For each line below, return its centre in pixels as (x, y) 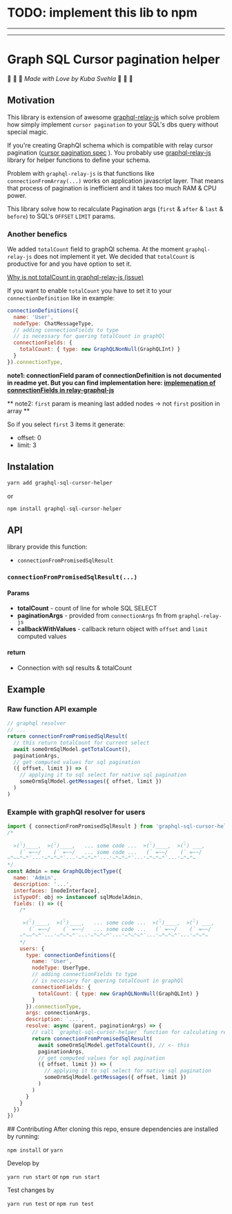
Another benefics (37, 234)
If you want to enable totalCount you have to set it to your (89, 290)
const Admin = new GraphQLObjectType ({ (65, 871)
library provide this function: (47, 547)
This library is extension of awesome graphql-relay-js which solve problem (113, 117)
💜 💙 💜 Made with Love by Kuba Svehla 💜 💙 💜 (70, 78)
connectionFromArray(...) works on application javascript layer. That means (116, 181)
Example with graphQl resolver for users (76, 812)
